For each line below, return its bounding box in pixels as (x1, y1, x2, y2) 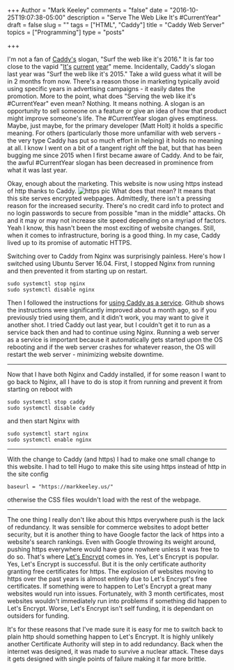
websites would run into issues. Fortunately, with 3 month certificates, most (7, 589, 224, 598)
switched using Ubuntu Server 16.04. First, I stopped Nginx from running (7, 260, 215, 267)
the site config (7, 470, 49, 478)
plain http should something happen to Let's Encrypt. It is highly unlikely (7, 632, 214, 641)
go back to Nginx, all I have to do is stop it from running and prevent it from (7, 378, 223, 385)
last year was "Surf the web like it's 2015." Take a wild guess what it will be (7, 70, 222, 78)
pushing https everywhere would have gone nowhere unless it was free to (7, 545, 219, 553)
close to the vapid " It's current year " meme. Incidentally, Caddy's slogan (7, 63, 216, 70)
